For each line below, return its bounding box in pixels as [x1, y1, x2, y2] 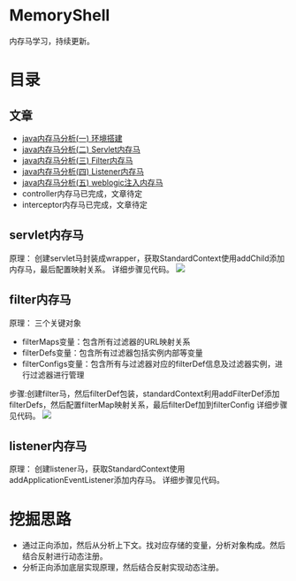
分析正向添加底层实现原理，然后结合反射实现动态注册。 [21, 562, 224, 573]
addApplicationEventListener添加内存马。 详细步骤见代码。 [9, 475, 225, 485]
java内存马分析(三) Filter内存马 [21, 155, 133, 165]
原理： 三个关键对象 [9, 317, 81, 328]
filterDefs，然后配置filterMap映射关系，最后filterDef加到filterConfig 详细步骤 [9, 399, 288, 409]
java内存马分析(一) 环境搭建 [21, 133, 123, 143]
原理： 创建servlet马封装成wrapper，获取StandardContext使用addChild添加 [9, 253, 285, 264]
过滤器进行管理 [29, 369, 85, 380]
